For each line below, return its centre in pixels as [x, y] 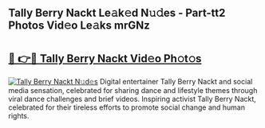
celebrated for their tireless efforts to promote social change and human [127, 107]
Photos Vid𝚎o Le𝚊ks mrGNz [79, 26]
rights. [19, 116]
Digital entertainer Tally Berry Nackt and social [176, 81]
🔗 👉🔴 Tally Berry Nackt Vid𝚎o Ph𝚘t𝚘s [105, 58]
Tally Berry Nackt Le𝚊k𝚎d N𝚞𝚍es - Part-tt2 [117, 13]
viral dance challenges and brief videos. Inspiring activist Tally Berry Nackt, [132, 99]
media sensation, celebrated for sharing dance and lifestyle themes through [133, 90]
